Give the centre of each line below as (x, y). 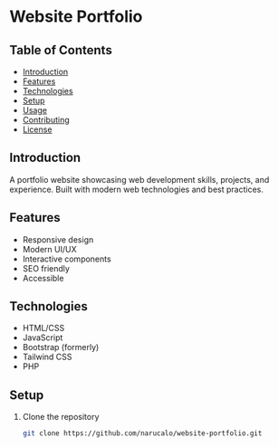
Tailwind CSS (47, 357)
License (37, 129)
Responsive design (58, 239)
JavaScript (43, 338)
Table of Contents (61, 50)
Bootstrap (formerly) (61, 347)
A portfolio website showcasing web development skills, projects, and (139, 179)
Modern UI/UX (49, 249)
